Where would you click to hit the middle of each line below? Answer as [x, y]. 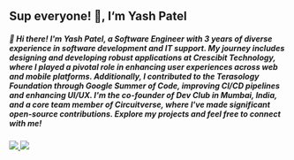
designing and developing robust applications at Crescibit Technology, [143, 57]
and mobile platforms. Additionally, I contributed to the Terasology [134, 76]
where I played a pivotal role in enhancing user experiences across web [143, 66]
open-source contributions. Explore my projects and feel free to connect [145, 114]
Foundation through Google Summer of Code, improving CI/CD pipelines [145, 86]
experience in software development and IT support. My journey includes [147, 48]
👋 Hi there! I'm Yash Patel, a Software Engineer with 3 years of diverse [141, 38]
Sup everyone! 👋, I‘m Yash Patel [98, 16]
